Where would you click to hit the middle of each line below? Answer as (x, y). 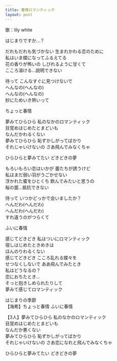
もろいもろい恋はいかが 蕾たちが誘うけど (48, 168)
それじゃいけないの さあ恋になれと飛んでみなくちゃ (59, 342)
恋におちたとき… (23, 276)
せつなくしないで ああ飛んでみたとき (43, 264)
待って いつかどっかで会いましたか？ (43, 198)
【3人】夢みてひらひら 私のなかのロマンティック (56, 317)
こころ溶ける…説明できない (34, 70)
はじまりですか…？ (25, 41)
